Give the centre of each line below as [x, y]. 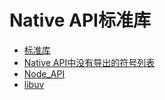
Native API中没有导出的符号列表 [89, 62]
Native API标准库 [80, 20]
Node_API [44, 73]
